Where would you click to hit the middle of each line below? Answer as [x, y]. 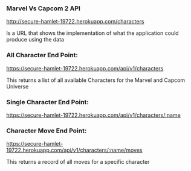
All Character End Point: [42, 55]
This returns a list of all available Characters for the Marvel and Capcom [96, 80]
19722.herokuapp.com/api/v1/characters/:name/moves [74, 150]
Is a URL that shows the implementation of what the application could [93, 33]
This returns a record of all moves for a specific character [78, 162]
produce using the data [35, 40]
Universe [18, 86]
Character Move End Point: [47, 131]
